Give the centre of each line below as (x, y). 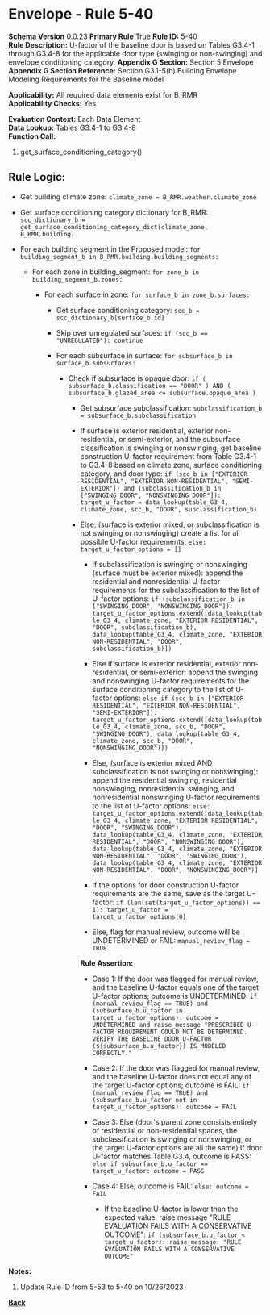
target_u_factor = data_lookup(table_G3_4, (154, 502)
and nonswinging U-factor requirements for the (171, 680)
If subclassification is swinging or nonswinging (170, 564)
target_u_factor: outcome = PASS (148, 1171)
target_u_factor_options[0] (139, 916)
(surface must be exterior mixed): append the (168, 573)
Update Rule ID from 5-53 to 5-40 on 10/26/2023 (102, 1287)
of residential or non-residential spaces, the (165, 1130)
